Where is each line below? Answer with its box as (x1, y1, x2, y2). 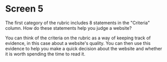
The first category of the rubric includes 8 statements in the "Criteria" (5, 20, 150, 26)
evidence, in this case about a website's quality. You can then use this (5, 40, 151, 46)
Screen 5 (5, 3, 44, 15)
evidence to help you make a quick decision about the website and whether (5, 45, 162, 51)
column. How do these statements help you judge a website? (5, 25, 132, 31)
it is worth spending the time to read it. (5, 51, 86, 57)
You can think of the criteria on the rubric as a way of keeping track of (5, 35, 151, 41)
